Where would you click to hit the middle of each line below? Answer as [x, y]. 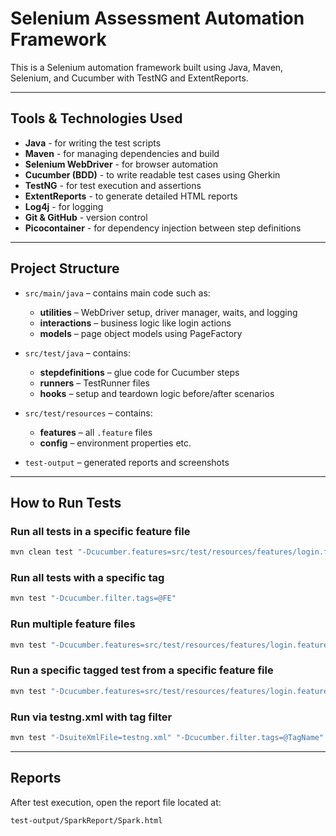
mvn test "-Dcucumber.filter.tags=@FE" [93, 598]
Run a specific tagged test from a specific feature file [142, 670]
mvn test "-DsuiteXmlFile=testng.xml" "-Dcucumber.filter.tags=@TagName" [167, 737]
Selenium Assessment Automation [157, 18]
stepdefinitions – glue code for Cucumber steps [139, 372]
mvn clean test [42, 552]
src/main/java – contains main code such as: [117, 293]
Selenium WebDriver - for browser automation [121, 164]
